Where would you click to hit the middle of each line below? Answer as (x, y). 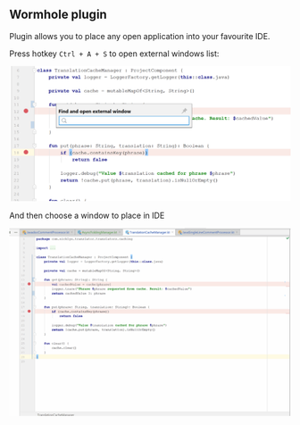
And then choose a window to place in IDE (87, 216)
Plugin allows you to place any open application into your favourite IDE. (140, 36)
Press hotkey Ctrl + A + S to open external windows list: (114, 54)
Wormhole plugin (58, 15)
